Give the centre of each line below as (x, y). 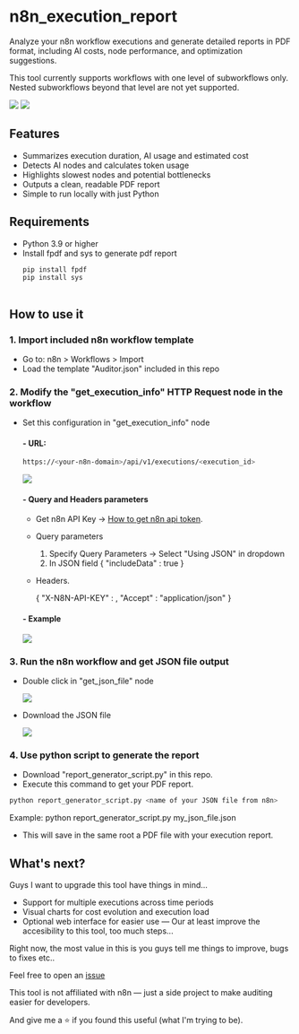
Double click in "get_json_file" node (88, 681)
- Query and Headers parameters (85, 499)
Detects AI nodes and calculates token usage (106, 165)
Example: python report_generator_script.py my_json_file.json (123, 818)
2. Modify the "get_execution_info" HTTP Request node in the (146, 392)
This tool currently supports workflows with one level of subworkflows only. (149, 77)
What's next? (47, 863)
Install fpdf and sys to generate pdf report (99, 253)
